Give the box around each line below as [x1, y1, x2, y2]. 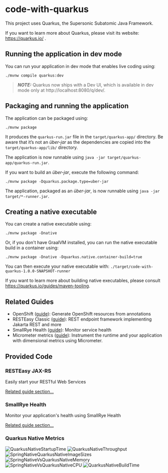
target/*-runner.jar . [5, 193, 50, 199]
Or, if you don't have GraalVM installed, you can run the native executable [5, 240, 157, 246]
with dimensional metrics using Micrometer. [12, 338, 103, 344]
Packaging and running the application [5, 102, 129, 110]
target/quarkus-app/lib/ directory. [5, 144, 78, 150]
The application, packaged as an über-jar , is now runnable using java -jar [5, 188, 160, 194]
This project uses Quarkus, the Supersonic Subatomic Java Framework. [5, 20, 153, 26]
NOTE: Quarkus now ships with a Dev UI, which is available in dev [17, 82, 154, 88]
